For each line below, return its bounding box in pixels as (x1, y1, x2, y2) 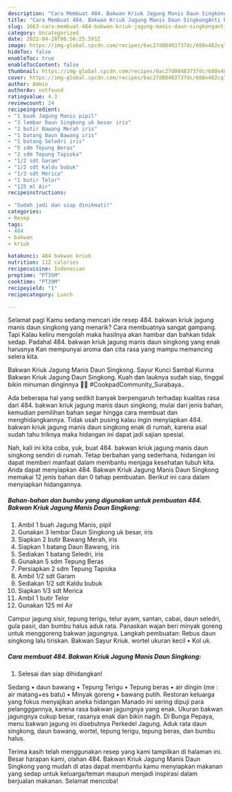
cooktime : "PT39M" (8, 278, 61, 285)
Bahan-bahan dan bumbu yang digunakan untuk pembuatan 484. (8, 496, 202, 504)
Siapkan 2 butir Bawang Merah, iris (17, 535, 118, 544)
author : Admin (8, 81, 49, 87)
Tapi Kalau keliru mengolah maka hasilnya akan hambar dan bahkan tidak (8, 331, 216, 339)
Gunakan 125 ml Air (17, 601, 73, 609)
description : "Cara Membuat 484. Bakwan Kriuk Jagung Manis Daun (8, 10, 199, 17)
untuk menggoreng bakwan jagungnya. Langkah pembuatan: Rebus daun (8, 629, 216, 638)
